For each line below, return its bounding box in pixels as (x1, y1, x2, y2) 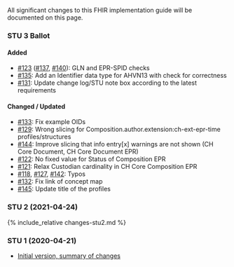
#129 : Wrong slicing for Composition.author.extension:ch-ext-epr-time (17, 125, 221, 134)
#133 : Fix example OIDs (17, 118, 86, 126)
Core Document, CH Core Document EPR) (17, 147, 139, 156)
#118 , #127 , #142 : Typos (17, 170, 86, 178)
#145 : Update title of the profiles (17, 185, 111, 193)
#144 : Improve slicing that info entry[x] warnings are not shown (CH (17, 140, 214, 149)
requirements (17, 86, 56, 95)
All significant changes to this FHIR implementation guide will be (7, 6, 193, 14)
